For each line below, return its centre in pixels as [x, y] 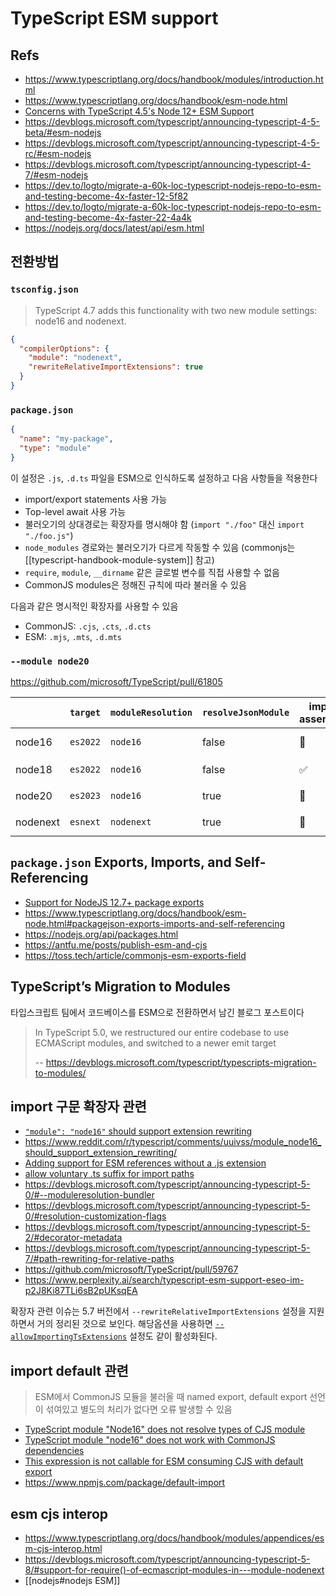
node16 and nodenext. [80, 321]
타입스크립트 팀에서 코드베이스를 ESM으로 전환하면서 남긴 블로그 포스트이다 [157, 1012]
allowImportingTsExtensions [69, 1337]
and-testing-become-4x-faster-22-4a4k [108, 217]
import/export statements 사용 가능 [96, 499]
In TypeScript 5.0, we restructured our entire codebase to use [162, 1032]
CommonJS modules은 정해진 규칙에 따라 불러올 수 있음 [135, 584]
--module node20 [50, 661]
